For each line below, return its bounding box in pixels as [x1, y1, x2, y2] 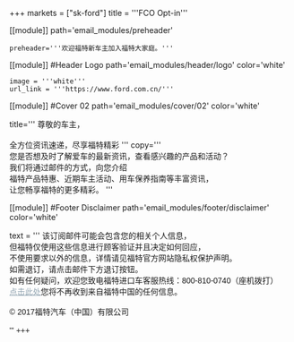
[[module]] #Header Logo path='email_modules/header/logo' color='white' [9, 60, 286, 70]
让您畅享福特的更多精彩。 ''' [9, 184, 114, 195]
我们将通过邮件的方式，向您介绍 [9, 162, 127, 173]
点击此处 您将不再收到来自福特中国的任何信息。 [9, 286, 182, 296]
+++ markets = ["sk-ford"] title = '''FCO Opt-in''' [9, 8, 188, 18]
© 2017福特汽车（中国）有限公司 [9, 307, 130, 317]
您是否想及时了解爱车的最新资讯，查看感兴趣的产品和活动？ [9, 151, 229, 161]
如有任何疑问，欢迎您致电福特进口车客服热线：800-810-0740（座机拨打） [9, 276, 279, 286]
